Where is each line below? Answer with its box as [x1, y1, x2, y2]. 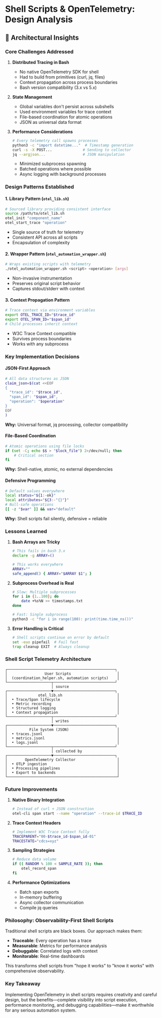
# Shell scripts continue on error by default [12, 635, 109, 640]
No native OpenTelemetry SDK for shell [19, 69, 99, 75]
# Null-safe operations [5, 502, 54, 507]
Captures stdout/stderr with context [12, 285, 85, 291]
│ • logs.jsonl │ [5, 740, 120, 745]
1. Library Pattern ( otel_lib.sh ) [5, 196, 69, 201]
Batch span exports [19, 889, 59, 895]
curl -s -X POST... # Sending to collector [12, 147, 132, 152]
